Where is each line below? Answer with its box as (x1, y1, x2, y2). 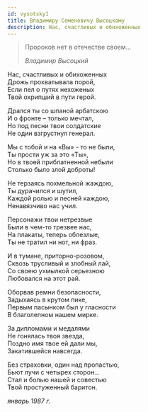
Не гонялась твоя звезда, (7, 332, 85, 341)
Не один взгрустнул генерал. (7, 129, 96, 138)
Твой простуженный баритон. (7, 383, 98, 391)
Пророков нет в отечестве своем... (24, 43, 132, 52)
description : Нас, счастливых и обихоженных (7, 23, 141, 30)
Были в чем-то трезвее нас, (7, 223, 92, 231)
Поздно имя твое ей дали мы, (7, 339, 98, 348)
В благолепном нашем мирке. (7, 311, 98, 319)
